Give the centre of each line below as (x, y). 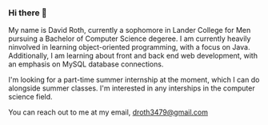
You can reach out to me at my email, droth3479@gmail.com (108, 112)
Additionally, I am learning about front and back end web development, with (133, 56)
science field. (31, 97)
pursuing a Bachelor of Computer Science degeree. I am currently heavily (130, 38)
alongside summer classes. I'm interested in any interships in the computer (132, 88)
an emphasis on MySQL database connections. (86, 64)
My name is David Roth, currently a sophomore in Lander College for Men (130, 30)
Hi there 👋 (28, 13)
